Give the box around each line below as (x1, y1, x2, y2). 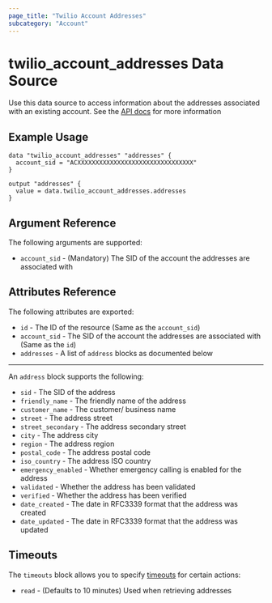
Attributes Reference (8, 285, 117, 299)
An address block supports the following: (8, 372, 144, 381)
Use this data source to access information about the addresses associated (8, 98, 261, 108)
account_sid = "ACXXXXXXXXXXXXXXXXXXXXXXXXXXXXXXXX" (15, 159, 198, 167)
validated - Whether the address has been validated (19, 482, 196, 491)
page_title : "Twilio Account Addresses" (8, 11, 147, 20)
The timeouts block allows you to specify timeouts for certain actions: (8, 570, 241, 580)
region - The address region (19, 439, 115, 448)
